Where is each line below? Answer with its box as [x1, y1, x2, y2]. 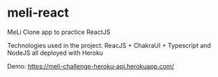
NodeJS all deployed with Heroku [7, 49, 103, 57]
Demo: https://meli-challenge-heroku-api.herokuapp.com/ [7, 62, 174, 70]
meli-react [7, 5, 70, 21]
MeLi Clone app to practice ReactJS [7, 28, 111, 36]
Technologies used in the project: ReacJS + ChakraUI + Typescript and [7, 41, 211, 49]
